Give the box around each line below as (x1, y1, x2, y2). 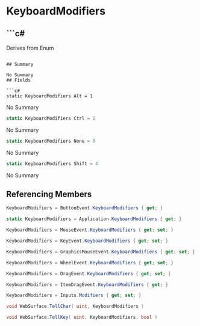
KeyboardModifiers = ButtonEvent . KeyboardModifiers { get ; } (6, 205, 163, 211)
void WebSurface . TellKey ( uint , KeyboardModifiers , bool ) (6, 315, 158, 321)
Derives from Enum (6, 44, 54, 51)
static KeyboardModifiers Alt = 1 (6, 93, 93, 99)
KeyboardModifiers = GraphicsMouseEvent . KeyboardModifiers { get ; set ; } (6, 249, 196, 255)
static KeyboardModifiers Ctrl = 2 (6, 116, 96, 122)
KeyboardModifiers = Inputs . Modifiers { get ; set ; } (6, 292, 142, 299)
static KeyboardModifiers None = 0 (6, 138, 96, 144)
